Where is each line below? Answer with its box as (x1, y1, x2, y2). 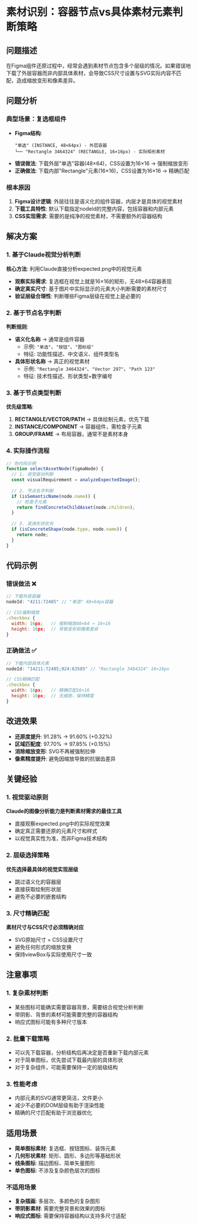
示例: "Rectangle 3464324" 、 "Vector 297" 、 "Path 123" (23, 365, 156, 372)
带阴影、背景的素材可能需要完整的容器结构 (14, 1011, 118, 1018)
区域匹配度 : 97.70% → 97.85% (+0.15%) (14, 740, 111, 747)
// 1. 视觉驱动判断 (11, 471, 54, 478)
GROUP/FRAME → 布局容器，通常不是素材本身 (14, 431, 128, 438)
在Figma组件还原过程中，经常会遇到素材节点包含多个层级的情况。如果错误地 (6, 63, 191, 69)
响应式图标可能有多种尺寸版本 (14, 1018, 87, 1025)
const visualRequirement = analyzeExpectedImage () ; (11, 477, 141, 483)
